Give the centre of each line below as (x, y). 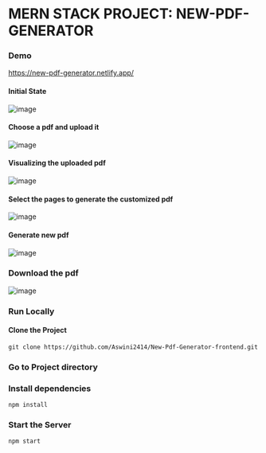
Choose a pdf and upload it (54, 127)
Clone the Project (38, 330)
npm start (25, 441)
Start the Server (40, 425)
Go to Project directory (53, 367)
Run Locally (31, 311)
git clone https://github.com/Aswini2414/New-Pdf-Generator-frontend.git (133, 347)
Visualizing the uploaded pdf (57, 163)
